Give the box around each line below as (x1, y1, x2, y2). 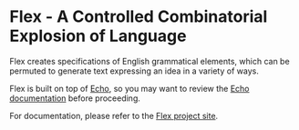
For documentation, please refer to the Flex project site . (9, 110, 219, 121)
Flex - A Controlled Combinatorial (9, 6, 268, 27)
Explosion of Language (9, 25, 187, 46)
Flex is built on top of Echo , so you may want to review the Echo (9, 83, 250, 94)
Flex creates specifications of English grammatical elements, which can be (9, 55, 290, 66)
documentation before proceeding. (9, 93, 141, 104)
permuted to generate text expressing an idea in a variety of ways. (9, 65, 260, 76)
